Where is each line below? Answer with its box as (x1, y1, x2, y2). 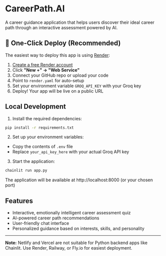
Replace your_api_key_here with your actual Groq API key (12, 149, 129, 155)
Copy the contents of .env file (12, 144, 73, 150)
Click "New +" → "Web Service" (12, 67, 80, 73)
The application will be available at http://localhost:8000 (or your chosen (5, 177, 153, 183)
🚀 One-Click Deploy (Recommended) (5, 39, 121, 48)
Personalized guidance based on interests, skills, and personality (12, 226, 145, 232)
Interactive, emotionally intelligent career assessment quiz (12, 210, 131, 216)
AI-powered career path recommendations (12, 215, 100, 221)
